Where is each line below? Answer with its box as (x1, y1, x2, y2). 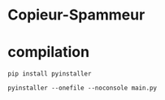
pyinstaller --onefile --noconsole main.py (7, 84, 158, 93)
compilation (7, 43, 90, 62)
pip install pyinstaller (7, 70, 92, 78)
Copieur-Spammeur (7, 6, 145, 24)
